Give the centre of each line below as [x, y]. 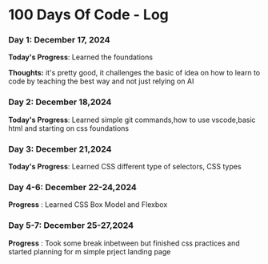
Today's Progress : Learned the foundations [81, 57]
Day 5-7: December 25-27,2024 [71, 225]
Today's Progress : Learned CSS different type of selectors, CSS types [125, 167]
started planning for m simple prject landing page [90, 251]
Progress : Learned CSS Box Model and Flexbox [88, 205]
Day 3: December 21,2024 [60, 148]
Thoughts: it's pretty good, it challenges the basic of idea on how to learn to [134, 73]
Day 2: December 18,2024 [60, 102]
